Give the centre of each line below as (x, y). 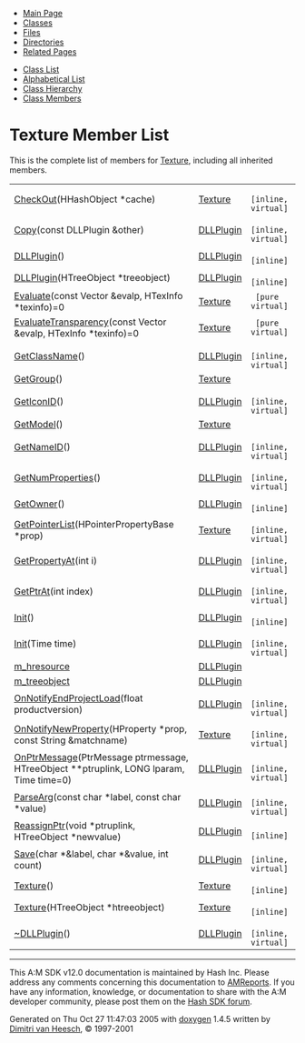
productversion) (49, 709)
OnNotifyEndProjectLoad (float (79, 697)
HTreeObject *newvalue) (68, 837)
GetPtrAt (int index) (54, 591)
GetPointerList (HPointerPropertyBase (94, 524)
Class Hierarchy (53, 89)
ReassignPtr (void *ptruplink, (75, 825)
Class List (41, 69)
